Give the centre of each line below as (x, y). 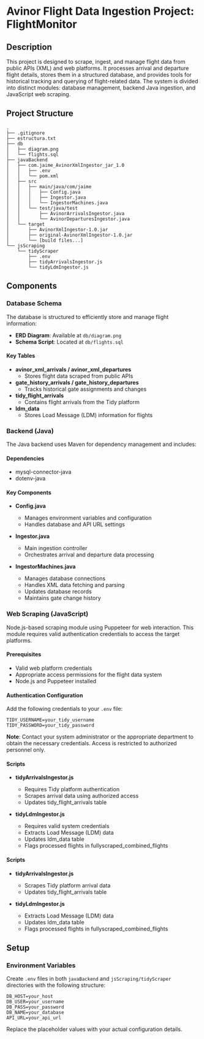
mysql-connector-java (43, 472)
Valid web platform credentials (54, 668)
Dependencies (25, 458)
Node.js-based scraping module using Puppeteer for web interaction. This (100, 627)
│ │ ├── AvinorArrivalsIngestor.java (65, 213)
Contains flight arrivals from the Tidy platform (82, 402)
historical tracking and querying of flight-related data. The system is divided (102, 81)
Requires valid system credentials (67, 826)
